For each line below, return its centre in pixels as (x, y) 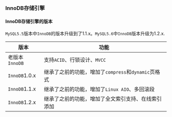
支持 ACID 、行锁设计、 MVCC (75, 60)
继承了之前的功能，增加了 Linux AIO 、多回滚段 (99, 89)
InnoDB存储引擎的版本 (29, 21)
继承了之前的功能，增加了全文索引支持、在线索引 (103, 99)
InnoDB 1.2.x (22, 102)
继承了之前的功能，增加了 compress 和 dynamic (97, 72)
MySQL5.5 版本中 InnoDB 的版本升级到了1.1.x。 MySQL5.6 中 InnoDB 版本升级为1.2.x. (85, 34)
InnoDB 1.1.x (22, 89)
